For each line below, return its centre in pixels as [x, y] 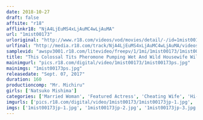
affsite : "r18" [25, 23]
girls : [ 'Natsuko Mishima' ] [42, 91]
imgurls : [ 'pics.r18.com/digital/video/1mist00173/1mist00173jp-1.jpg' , [100, 102]
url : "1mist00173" [29, 35]
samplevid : [20, 52]
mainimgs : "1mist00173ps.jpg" [44, 68]
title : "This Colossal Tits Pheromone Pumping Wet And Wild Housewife [97, 57]
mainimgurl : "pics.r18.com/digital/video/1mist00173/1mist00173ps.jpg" [98, 62]
